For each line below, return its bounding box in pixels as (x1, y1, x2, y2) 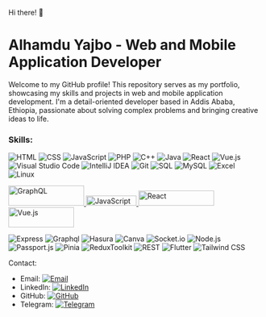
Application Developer (8, 53, 162, 72)
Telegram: (19, 299, 54, 310)
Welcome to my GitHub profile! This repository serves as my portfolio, (8, 79, 240, 89)
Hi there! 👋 (8, 8, 44, 17)
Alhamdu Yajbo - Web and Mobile (8, 36, 236, 54)
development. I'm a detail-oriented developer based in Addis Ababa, (8, 97, 235, 106)
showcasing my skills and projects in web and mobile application (8, 88, 223, 98)
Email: (19, 274, 41, 284)
